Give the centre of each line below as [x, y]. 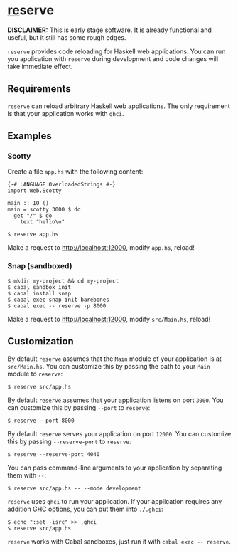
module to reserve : [35, 374]
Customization [41, 341]
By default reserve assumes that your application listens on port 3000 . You [115, 400]
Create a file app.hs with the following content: [75, 172]
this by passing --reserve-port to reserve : [69, 441]
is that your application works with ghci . [66, 113]
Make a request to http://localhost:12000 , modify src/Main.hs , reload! [109, 319]
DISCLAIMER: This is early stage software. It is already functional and [109, 30]
